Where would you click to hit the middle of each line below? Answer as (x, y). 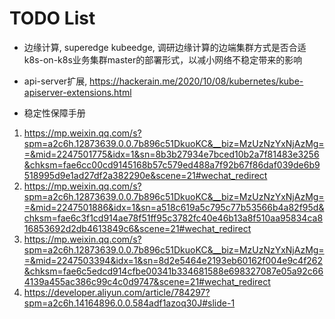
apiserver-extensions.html (77, 92)
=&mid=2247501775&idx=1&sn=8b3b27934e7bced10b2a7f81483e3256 (171, 154)
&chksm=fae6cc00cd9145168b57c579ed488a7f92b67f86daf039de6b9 (172, 164)
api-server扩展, (55, 81)
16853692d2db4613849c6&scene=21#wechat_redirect (137, 228)
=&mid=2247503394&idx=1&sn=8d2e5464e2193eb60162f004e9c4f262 (173, 260)
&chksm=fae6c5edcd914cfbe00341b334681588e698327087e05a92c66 (173, 271)
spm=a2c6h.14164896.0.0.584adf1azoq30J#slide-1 (129, 303)
